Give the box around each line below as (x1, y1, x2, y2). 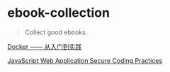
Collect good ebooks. (24, 28, 88, 36)
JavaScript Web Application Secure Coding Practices (7, 56, 163, 64)
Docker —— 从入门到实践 (7, 42, 82, 50)
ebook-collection (7, 5, 110, 21)
